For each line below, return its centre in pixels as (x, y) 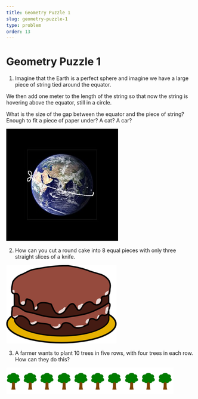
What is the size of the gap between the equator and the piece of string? (95, 114)
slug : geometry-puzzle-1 (37, 19)
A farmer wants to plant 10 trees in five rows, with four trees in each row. (104, 353)
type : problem (24, 25)
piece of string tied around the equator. (63, 85)
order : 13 (18, 32)
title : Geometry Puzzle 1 (38, 13)
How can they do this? (42, 360)
